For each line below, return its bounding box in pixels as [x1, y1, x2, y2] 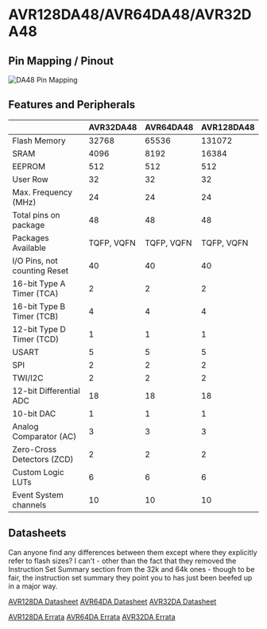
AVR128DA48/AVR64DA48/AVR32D [8, 6, 252, 24]
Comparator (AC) [12, 430, 77, 442]
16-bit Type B [12, 300, 66, 311]
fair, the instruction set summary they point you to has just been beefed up [8, 573, 253, 582]
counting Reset [12, 264, 69, 276]
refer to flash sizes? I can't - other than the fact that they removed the [8, 556, 237, 565]
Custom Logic [12, 466, 65, 477]
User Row [12, 173, 49, 184]
